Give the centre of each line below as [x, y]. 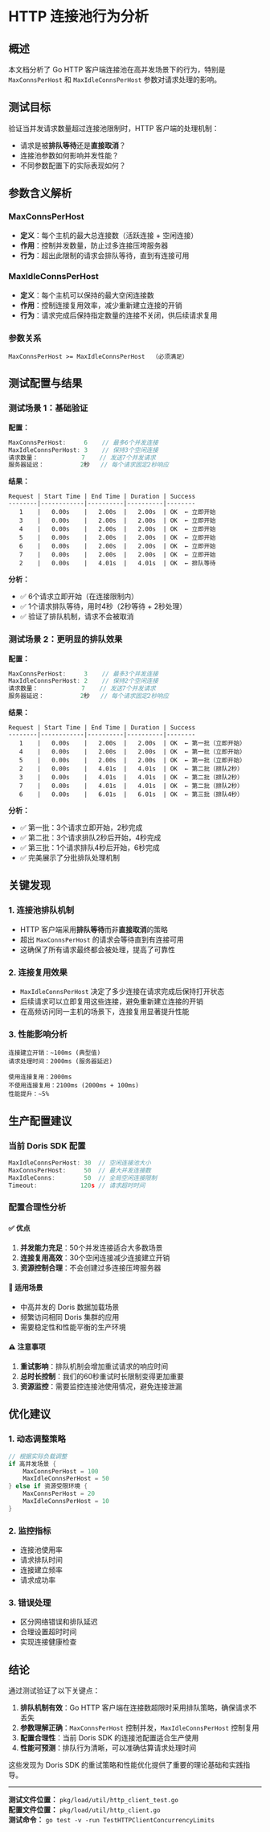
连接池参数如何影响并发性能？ [69, 155]
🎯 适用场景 [26, 1288]
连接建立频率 [41, 1570]
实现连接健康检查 [48, 1642]
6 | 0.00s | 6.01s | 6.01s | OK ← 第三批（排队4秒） [131, 795]
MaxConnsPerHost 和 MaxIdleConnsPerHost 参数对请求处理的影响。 [115, 80]
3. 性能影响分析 [38, 1034]
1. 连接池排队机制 [41, 910]
